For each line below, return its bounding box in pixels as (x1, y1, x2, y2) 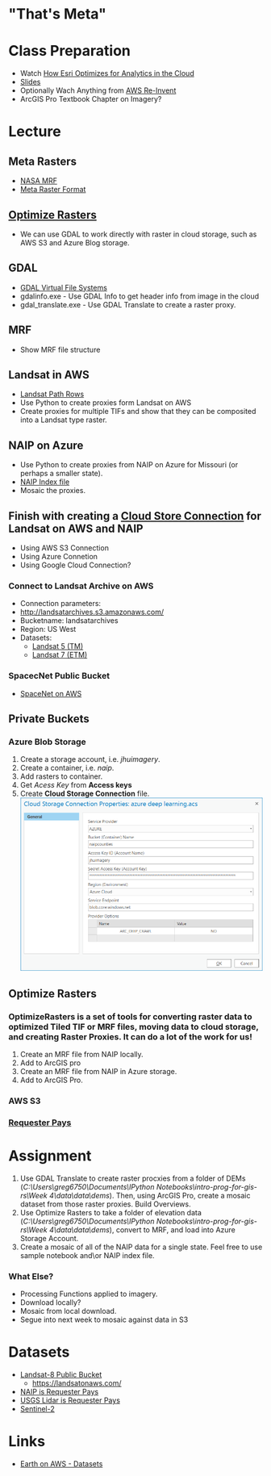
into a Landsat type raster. (19, 415, 107, 424)
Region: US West (19, 625, 77, 634)
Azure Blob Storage (8, 736, 86, 747)
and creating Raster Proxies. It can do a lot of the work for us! (8, 1031, 252, 1042)
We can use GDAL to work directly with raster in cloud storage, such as (19, 229, 257, 239)
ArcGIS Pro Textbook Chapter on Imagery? (19, 94, 162, 104)
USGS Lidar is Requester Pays (19, 1395, 121, 1405)
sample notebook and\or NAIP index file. (19, 1250, 155, 1260)
